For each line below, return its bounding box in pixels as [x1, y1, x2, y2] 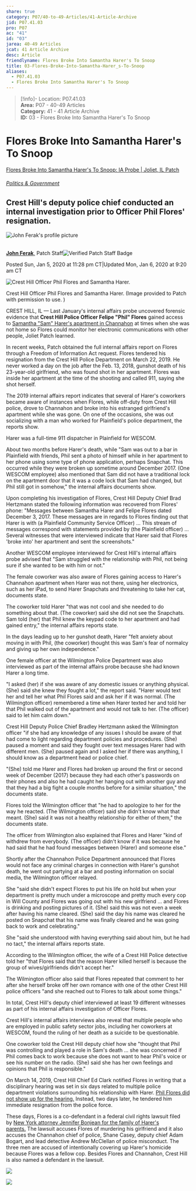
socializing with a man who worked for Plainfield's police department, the [6, 417, 183, 424]
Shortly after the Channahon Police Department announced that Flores [6, 855, 176, 863]
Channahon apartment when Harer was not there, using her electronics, [6, 580, 179, 587]
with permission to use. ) [6, 296, 65, 303]
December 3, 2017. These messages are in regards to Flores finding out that [6, 513, 188, 521]
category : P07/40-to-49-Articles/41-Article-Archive [6, 14, 137, 20]
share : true [6, 8, 35, 15]
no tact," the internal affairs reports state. [6, 940, 105, 948]
